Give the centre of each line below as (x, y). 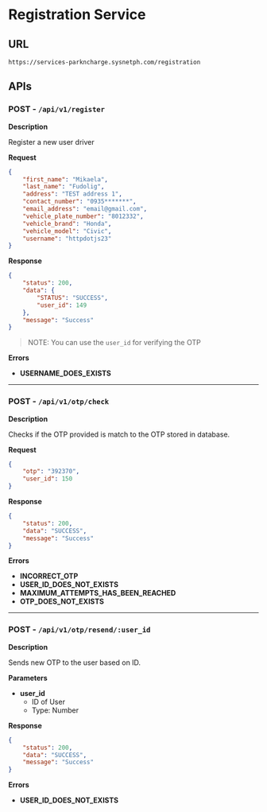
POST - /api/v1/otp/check (59, 402)
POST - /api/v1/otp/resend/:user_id (79, 630)
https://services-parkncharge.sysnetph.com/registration (104, 62)
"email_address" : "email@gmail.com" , (85, 209)
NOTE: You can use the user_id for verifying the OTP (114, 343)
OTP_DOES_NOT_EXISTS (62, 601)
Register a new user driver (51, 142)
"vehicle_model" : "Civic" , (67, 231)
